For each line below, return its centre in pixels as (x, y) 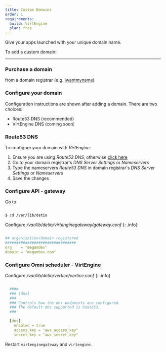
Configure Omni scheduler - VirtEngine (53, 265)
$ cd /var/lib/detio (26, 215)
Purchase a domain (29, 69)
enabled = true (30, 326)
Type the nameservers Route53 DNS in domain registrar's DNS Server (83, 168)
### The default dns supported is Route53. (55, 307)
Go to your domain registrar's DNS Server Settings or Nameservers (81, 163)
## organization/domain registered (42, 238)
